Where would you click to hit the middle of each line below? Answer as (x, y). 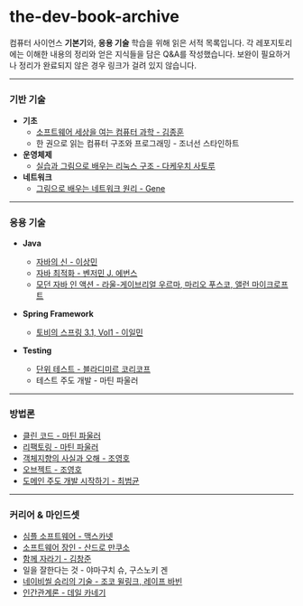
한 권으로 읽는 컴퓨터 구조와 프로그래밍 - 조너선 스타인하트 (138, 144)
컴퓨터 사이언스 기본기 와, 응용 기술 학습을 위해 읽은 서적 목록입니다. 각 (132, 42)
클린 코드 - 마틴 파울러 (61, 435)
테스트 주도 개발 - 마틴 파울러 (87, 380)
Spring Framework (58, 313)
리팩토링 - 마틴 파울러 (60, 447)
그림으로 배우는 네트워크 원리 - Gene (101, 189)
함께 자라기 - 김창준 (57, 559)
